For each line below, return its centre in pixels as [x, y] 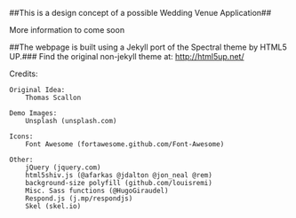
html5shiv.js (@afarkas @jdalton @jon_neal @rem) [119, 175]
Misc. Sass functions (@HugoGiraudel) [97, 191]
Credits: [24, 74]
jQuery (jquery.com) [63, 167]
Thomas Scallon [53, 97]
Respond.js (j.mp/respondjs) [79, 199]
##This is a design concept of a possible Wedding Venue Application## [140, 13]
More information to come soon [67, 30]
